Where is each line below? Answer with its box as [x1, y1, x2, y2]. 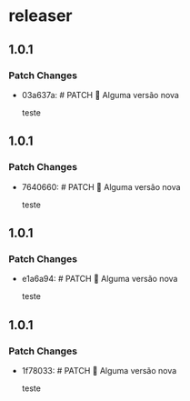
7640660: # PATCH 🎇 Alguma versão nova [21, 181, 181, 192]
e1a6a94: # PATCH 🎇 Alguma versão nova [21, 274, 178, 285]
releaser [8, 5, 73, 26]
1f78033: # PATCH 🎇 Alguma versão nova [21, 365, 177, 376]
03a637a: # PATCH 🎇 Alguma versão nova [21, 89, 179, 100]
